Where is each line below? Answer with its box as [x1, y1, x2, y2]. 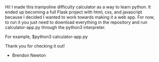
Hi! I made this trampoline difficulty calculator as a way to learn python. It [5, 4, 151, 10]
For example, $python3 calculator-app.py [5, 34, 88, 39]
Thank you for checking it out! [5, 43, 65, 49]
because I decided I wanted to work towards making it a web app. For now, [5, 14, 155, 20]
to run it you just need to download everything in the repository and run [5, 19, 148, 25]
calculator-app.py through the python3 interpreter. [5, 25, 106, 30]
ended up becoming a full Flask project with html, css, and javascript [5, 9, 143, 15]
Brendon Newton [12, 52, 46, 58]
